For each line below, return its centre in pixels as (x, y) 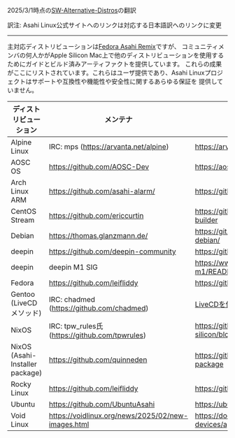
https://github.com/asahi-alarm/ (102, 191)
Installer (24, 364)
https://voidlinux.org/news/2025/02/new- (119, 416)
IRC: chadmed (72, 299)
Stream (23, 220)
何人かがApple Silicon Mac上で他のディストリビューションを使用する (125, 55)
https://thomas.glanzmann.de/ (98, 236)
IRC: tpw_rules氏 (76, 326)
